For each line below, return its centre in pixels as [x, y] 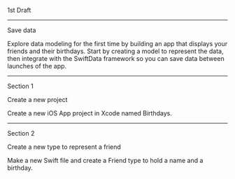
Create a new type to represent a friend [64, 147]
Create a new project [37, 100]
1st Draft [19, 10]
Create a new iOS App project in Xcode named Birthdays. [90, 113]
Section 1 [20, 86]
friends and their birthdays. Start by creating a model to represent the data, [115, 51]
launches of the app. [37, 66]
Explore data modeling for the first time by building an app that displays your [117, 44]
